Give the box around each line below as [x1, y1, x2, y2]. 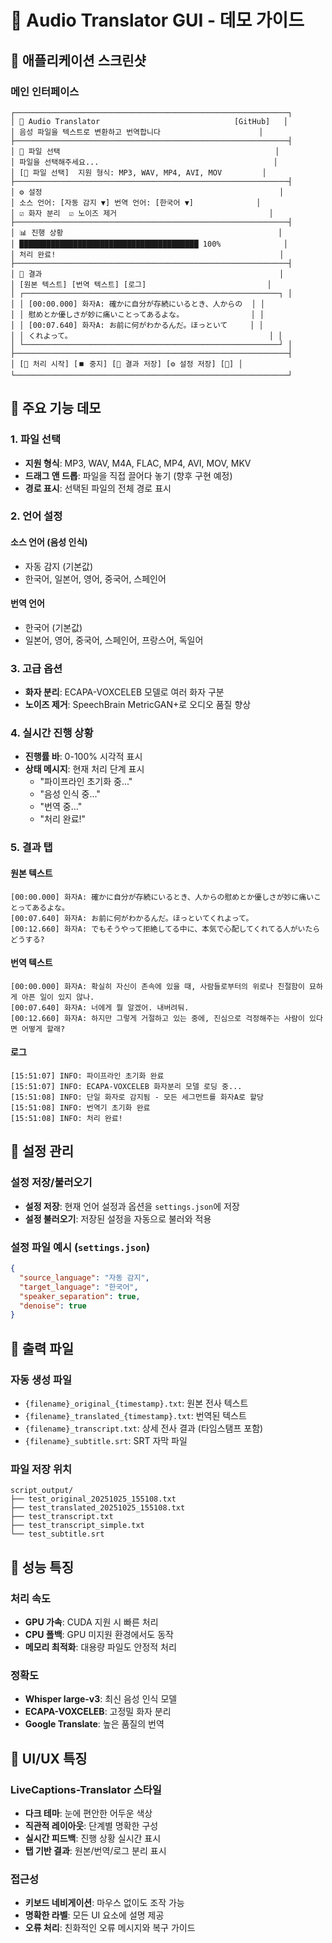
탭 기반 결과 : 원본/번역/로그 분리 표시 [24, 1844, 167, 1856]
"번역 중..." [39, 801, 83, 813]
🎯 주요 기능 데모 [10, 400, 102, 417]
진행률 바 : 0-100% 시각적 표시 [24, 751, 143, 763]
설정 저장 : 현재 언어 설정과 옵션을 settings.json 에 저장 [24, 1200, 240, 1212]
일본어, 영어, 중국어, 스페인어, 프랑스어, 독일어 [24, 634, 204, 646]
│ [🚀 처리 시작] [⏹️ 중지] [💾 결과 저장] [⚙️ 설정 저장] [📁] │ [10, 359, 243, 369]
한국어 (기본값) [24, 621, 83, 633]
